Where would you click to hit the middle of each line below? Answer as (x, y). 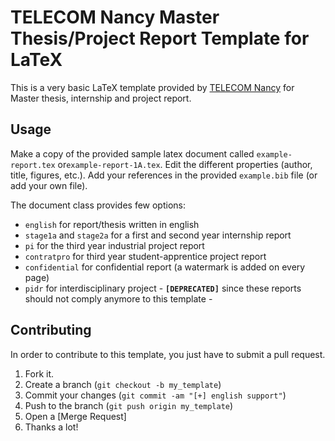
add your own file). (49, 185)
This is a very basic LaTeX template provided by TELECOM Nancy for (152, 87)
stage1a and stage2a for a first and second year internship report (158, 235)
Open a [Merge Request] (75, 416)
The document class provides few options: (98, 205)
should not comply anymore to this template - (118, 298)
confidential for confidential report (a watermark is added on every (165, 267)
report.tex (33, 165)
